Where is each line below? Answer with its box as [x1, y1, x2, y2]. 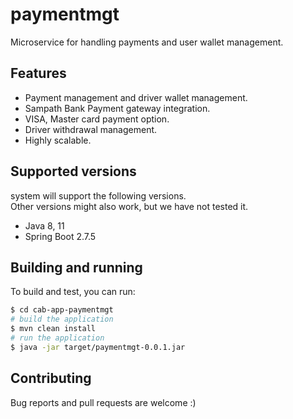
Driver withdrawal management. [24, 123, 158, 135]
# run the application [10, 333, 105, 343]
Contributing [10, 370, 92, 387]
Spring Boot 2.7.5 [24, 230, 97, 242]
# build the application [10, 314, 114, 325]
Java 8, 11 [24, 219, 65, 232]
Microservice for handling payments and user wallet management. [10, 36, 284, 48]
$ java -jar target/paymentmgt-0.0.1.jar [10, 342, 186, 352]
